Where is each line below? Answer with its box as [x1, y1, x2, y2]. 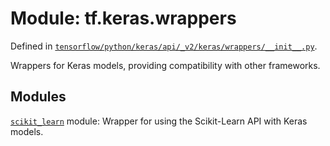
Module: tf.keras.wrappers [10, 7, 237, 30]
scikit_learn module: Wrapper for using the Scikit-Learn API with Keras [10, 115, 308, 127]
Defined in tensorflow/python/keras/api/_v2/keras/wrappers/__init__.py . [10, 40, 318, 52]
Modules [10, 88, 67, 106]
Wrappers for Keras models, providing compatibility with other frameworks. [10, 59, 321, 71]
